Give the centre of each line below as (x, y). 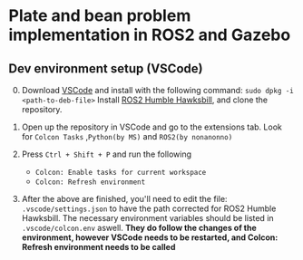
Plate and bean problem (100, 16)
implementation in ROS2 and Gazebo (150, 35)
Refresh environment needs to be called (98, 247)
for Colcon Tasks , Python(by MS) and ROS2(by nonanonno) (127, 136)
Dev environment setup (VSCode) (106, 68)
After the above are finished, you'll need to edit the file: (124, 199)
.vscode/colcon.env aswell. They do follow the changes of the (139, 228)
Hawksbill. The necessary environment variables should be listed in (147, 218)
